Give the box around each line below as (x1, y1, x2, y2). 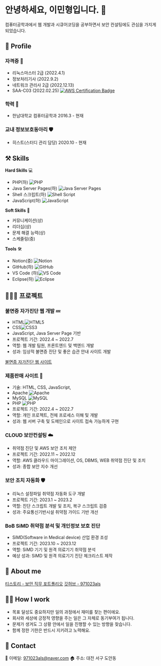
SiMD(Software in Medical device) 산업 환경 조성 (12, 534, 108, 540)
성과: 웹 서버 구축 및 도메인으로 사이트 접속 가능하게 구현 (12, 419, 119, 424)
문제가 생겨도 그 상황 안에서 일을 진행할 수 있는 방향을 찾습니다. (12, 621, 132, 627)
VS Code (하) (12, 270, 39, 276)
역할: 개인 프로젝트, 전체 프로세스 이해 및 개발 (12, 412, 99, 418)
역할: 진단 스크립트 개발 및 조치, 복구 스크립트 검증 (12, 503, 107, 509)
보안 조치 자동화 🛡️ (5, 477, 45, 484)
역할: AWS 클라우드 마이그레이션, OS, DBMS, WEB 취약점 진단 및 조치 (12, 458, 146, 464)
